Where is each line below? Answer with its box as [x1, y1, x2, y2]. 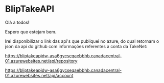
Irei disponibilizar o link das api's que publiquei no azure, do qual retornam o [5, 38, 159, 44]
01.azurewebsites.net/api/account [5, 72, 73, 78]
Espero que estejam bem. [5, 29, 57, 34]
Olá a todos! [5, 19, 29, 25]
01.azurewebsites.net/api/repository [5, 58, 78, 64]
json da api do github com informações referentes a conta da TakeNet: [5, 43, 148, 49]
